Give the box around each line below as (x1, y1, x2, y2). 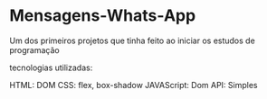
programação (9, 44, 61, 55)
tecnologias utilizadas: (9, 62, 93, 73)
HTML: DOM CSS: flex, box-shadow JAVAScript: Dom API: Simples (9, 79, 258, 90)
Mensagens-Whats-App (9, 5, 196, 26)
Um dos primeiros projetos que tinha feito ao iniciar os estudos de (9, 35, 255, 46)
